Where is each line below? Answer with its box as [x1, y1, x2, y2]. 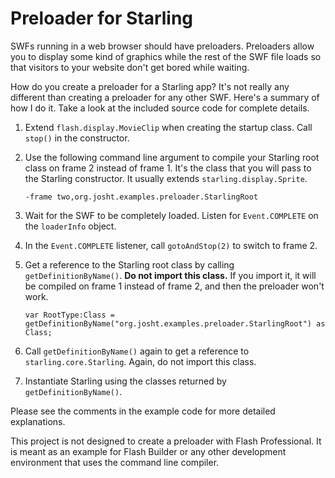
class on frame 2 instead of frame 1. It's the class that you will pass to [24, 162, 312, 174]
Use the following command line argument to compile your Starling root [24, 151, 320, 163]
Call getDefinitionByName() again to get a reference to [24, 345, 250, 357]
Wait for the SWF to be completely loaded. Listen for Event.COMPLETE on [24, 209, 319, 221]
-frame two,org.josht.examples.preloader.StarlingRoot [24, 192, 259, 202]
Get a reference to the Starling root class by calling [24, 258, 235, 271]
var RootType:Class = [24, 310, 115, 320]
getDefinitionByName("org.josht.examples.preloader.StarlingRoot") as [24, 318, 326, 329]
